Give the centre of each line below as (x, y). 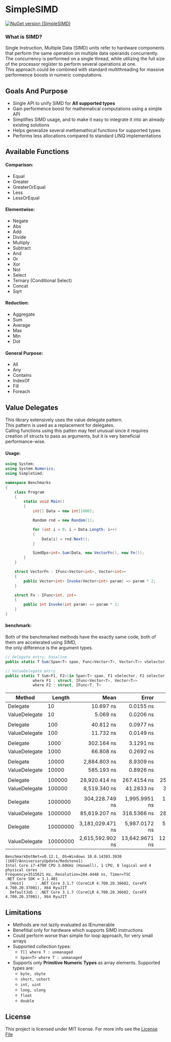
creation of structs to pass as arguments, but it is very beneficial (73, 436)
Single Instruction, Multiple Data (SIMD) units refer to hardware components (85, 48)
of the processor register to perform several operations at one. (71, 64)
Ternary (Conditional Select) (42, 280)
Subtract (22, 248)
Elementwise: (20, 210)
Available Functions (37, 152)
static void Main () (44, 502)
